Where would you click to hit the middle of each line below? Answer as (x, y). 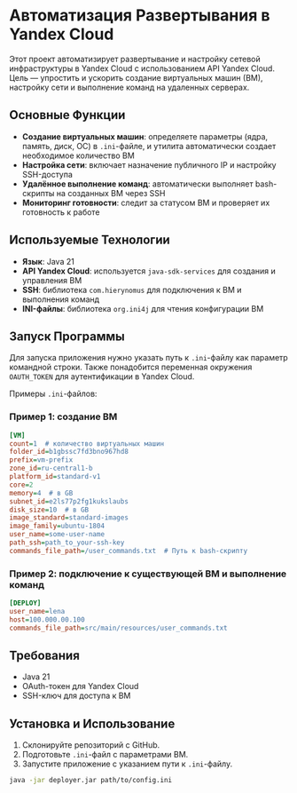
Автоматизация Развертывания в (140, 16)
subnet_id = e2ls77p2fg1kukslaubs (69, 501)
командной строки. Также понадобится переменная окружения (131, 367)
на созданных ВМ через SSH (111, 193)
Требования (44, 655)
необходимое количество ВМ (78, 155)
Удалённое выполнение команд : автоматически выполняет (138, 184)
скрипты (38, 193)
